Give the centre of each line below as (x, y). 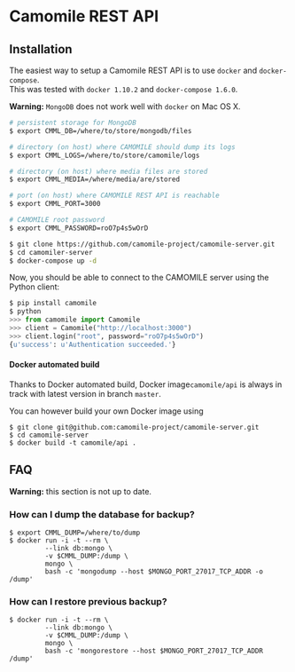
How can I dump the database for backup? (102, 514)
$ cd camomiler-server (51, 252)
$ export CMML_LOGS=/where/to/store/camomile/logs (105, 155)
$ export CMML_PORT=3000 (55, 204)
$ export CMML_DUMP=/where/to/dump (75, 533)
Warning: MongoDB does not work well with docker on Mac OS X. (125, 107)
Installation (41, 49)
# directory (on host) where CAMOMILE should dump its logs (123, 147)
